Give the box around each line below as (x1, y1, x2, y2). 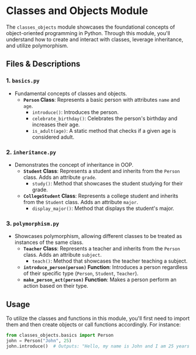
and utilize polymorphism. (6, 42, 68, 49)
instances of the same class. (14, 239, 84, 246)
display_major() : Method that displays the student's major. (32, 205, 174, 212)
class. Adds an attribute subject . (23, 251, 102, 259)
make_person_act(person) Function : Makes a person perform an (23, 276, 177, 283)
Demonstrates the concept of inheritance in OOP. (14, 161, 133, 168)
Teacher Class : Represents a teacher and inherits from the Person (23, 245, 180, 252)
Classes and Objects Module (6, 4, 148, 18)
